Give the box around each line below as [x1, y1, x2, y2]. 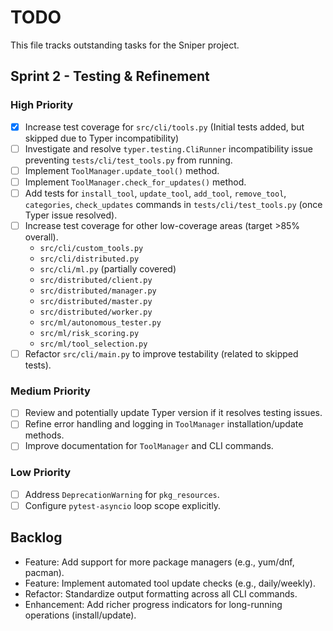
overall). [24, 231, 59, 243]
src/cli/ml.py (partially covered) [39, 263, 177, 275]
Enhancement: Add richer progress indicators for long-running [24, 598, 283, 610]
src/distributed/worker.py [39, 307, 153, 317]
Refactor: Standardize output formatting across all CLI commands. [24, 587, 298, 600]
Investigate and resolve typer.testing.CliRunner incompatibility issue [24, 142, 313, 155]
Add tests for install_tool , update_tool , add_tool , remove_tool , [24, 187, 287, 199]
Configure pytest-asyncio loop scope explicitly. [24, 499, 222, 511]
